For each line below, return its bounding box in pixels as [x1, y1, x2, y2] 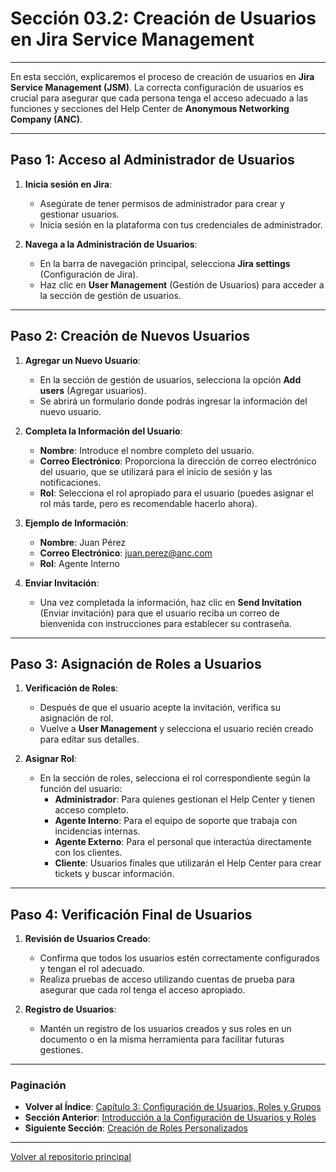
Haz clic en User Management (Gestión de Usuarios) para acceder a [39, 278, 325, 291]
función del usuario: [39, 783, 123, 795]
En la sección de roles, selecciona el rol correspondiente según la [39, 772, 311, 784]
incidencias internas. [54, 825, 141, 837]
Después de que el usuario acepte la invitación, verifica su [39, 702, 281, 714]
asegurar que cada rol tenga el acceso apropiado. [39, 984, 246, 996]
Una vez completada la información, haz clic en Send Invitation [39, 596, 303, 608]
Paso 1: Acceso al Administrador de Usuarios [10, 152, 295, 169]
